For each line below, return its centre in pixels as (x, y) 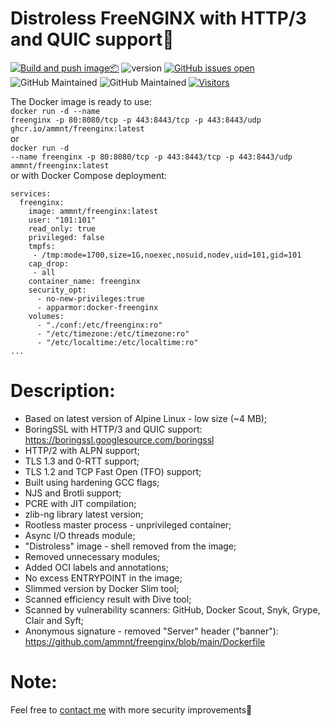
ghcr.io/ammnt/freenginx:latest (77, 128)
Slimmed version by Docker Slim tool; (102, 588)
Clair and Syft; (54, 620)
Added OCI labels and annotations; (96, 567)
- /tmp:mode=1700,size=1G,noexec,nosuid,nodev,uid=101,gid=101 (167, 255)
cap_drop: (49, 263)
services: (31, 193)
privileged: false (66, 237)
